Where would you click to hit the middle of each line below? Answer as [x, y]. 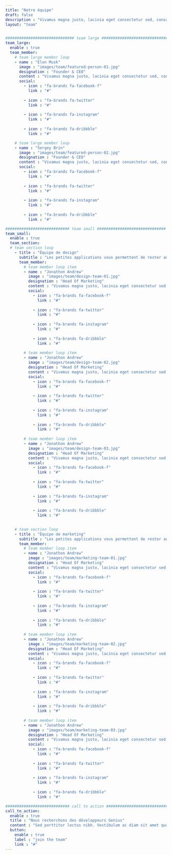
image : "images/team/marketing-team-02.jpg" [77, 644]
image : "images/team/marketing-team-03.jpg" [77, 730]
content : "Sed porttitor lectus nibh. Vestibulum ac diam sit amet [84, 825]
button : [18, 830]
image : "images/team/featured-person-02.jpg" [69, 153]
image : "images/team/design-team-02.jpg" [74, 363]
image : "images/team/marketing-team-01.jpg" [77, 558]
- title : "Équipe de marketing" [50, 534]
